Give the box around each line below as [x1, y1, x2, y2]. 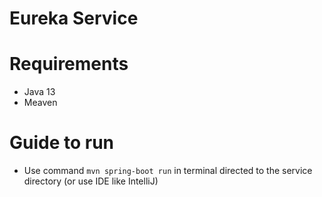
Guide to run [9, 132, 115, 154]
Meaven [23, 97, 58, 109]
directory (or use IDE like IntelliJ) [23, 175, 159, 187]
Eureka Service [9, 7, 139, 30]
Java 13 [23, 86, 56, 98]
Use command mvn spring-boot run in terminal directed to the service [23, 165, 313, 177]
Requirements [9, 53, 129, 76]
